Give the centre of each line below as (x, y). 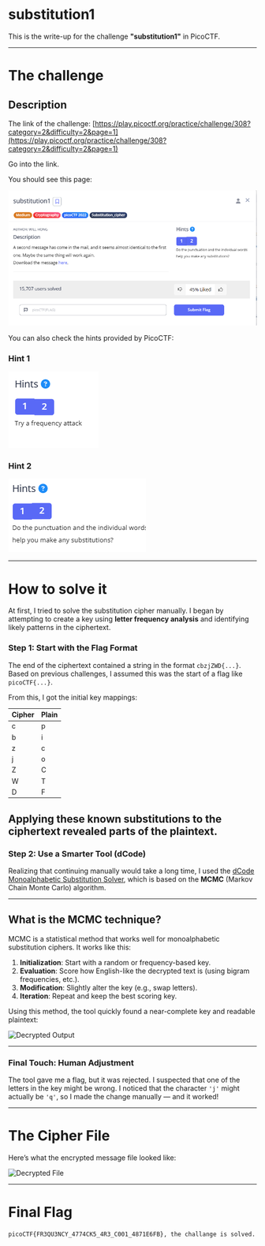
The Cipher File (59, 1136)
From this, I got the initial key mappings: (73, 697)
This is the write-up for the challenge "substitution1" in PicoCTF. (114, 36)
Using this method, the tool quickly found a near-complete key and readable (132, 1011)
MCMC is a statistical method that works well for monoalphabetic (114, 938)
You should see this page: (50, 179)
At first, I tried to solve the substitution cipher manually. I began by (116, 611)
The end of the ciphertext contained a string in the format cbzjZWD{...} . (125, 665)
